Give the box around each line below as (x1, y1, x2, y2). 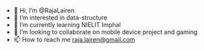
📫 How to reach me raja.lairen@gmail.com (13, 36, 135, 43)
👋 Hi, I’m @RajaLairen (13, 7, 75, 14)
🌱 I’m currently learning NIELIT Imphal (13, 21, 122, 28)
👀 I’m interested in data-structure (13, 14, 108, 22)
